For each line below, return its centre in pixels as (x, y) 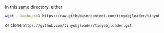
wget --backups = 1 (23, 16)
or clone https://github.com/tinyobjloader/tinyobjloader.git (69, 25)
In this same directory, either (34, 7)
